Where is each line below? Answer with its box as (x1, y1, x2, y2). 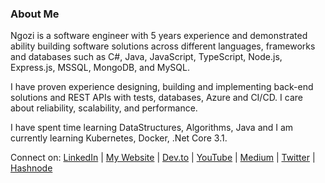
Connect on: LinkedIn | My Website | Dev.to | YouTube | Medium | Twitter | (10, 152, 316, 164)
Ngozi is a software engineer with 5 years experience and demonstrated (10, 30, 308, 42)
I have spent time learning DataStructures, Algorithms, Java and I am (10, 122, 294, 134)
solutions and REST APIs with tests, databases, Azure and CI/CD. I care (10, 92, 303, 104)
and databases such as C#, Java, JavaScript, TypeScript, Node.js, (10, 51, 283, 63)
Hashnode (10, 162, 53, 174)
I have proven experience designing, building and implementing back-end (10, 81, 314, 93)
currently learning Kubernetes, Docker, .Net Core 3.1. (10, 132, 228, 144)
